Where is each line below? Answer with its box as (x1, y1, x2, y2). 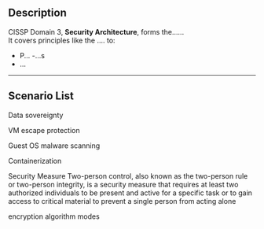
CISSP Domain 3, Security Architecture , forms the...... (8, 27, 185, 36)
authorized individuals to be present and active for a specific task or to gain (8, 188, 253, 198)
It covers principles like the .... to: (8, 35, 115, 45)
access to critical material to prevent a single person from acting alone (8, 196, 236, 205)
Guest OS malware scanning (8, 141, 101, 150)
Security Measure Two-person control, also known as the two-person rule (8, 171, 248, 180)
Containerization (8, 156, 62, 165)
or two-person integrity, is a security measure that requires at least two (8, 179, 239, 189)
